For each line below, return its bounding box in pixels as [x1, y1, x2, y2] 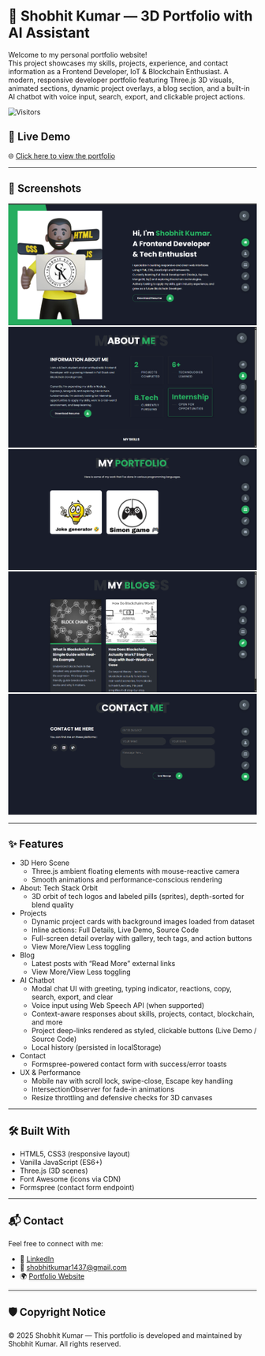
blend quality [31, 900, 74, 910]
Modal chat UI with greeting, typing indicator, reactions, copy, [31, 984, 233, 994]
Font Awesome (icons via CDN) [19, 1174, 121, 1184]
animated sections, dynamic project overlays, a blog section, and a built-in [8, 83, 250, 93]
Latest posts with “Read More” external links [31, 959, 176, 968]
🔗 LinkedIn [19, 1254, 54, 1264]
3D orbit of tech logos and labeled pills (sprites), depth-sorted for [31, 892, 244, 901]
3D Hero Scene [19, 858, 69, 867]
